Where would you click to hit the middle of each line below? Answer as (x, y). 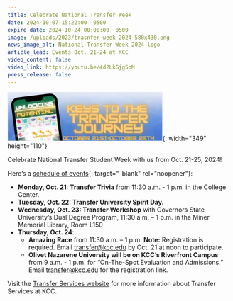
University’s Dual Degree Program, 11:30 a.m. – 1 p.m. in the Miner (114, 217)
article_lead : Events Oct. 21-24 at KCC (68, 52)
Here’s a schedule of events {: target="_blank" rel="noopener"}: (100, 173)
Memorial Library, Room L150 (60, 225)
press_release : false (39, 74)
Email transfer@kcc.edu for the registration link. (98, 270)
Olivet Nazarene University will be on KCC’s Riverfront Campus (123, 254)
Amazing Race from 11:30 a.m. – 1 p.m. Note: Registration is (116, 239)
